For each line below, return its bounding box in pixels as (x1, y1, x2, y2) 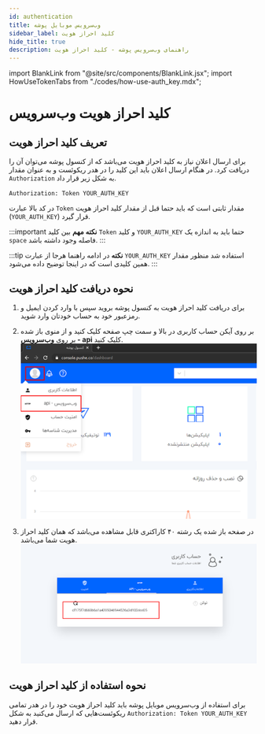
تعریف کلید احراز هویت (9, 135, 108, 149)
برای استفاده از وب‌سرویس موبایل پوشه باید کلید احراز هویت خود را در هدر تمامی (9, 699, 246, 709)
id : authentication (9, 13, 73, 20)
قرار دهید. (9, 717, 39, 726)
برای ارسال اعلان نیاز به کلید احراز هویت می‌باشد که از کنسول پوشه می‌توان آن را (9, 157, 246, 166)
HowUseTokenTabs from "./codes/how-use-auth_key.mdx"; (9, 77, 201, 87)
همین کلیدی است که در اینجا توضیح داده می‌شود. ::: (9, 259, 158, 269)
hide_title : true (9, 38, 66, 46)
